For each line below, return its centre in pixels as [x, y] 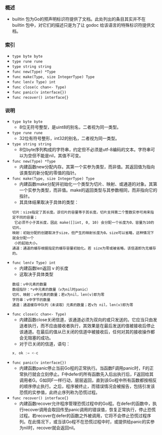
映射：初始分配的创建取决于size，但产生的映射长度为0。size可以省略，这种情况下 [83, 233]
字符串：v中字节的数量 [31, 300]
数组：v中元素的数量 [29, 284]
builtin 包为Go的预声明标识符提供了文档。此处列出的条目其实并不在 [79, 19]
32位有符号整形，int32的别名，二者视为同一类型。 [69, 138]
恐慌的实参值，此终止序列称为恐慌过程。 [59, 392]
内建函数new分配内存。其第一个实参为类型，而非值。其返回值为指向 [87, 167]
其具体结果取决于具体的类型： [49, 202]
